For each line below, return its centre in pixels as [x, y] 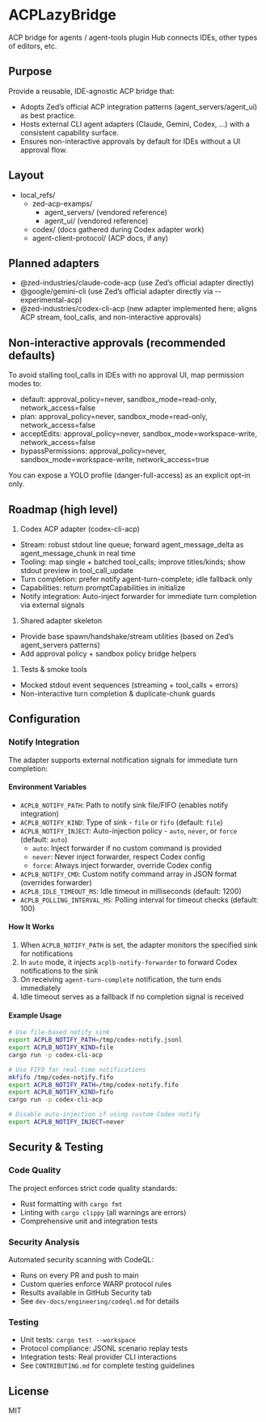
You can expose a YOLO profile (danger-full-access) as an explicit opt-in [129, 475]
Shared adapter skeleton [61, 621]
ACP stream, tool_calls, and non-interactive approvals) [111, 317]
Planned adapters [54, 263]
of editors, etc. [33, 45]
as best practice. [48, 115]
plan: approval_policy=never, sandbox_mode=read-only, [114, 417]
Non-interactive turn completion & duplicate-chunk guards [118, 694]
